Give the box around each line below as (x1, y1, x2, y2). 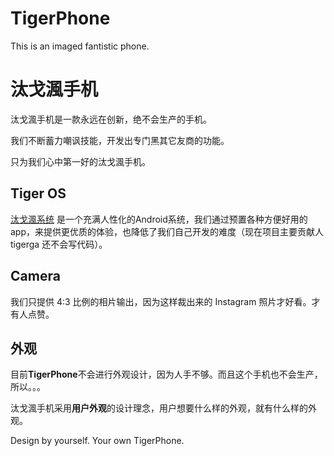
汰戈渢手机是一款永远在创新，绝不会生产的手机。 (10, 113, 212, 125)
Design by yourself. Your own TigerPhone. (10, 435, 185, 447)
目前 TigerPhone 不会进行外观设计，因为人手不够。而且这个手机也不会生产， (10, 368, 323, 381)
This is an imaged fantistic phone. (10, 40, 150, 52)
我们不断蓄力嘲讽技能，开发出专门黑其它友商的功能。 (10, 134, 230, 146)
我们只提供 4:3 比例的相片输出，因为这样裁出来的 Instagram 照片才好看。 (10, 295, 312, 307)
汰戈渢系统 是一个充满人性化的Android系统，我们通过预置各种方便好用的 (10, 213, 308, 225)
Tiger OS (10, 185, 67, 202)
